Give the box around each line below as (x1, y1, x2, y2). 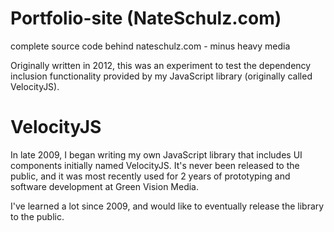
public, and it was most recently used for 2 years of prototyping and (10, 170, 291, 182)
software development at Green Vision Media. (10, 180, 200, 192)
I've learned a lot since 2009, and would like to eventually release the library (10, 200, 325, 212)
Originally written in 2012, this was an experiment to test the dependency (10, 59, 312, 71)
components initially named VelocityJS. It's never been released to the (10, 159, 300, 171)
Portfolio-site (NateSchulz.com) (10, 7, 282, 30)
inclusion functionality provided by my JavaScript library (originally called (10, 70, 313, 82)
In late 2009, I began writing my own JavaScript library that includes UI (10, 148, 303, 161)
